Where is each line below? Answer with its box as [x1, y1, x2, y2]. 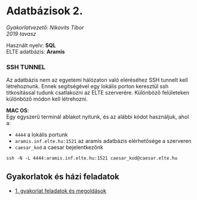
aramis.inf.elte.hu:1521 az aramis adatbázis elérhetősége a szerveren [14, 137, 192, 145]
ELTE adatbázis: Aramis [6, 48, 65, 55]
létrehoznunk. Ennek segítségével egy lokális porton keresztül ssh [6, 83, 169, 90]
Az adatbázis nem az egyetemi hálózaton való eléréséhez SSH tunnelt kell [6, 76, 188, 84]
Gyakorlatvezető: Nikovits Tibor [6, 24, 84, 31]
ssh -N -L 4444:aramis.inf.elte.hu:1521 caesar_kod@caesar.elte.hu [6, 155, 178, 161]
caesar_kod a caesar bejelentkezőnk [14, 144, 103, 151]
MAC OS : [6, 107, 29, 114]
